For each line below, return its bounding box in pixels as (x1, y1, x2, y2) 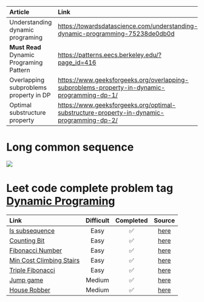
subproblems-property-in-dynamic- (57, 83, 166, 92)
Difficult (85, 216, 110, 224)
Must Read (9, 43, 41, 51)
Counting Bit (9, 236, 45, 245)
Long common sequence (6, 140, 134, 154)
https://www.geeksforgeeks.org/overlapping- (57, 76, 189, 84)
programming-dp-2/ (57, 116, 118, 124)
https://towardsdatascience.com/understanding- (57, 22, 199, 30)
